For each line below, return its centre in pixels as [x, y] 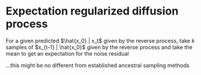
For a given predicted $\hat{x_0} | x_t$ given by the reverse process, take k [100, 41]
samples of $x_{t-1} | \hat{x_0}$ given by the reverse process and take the [99, 47]
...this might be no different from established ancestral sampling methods [98, 65]
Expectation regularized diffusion [92, 11]
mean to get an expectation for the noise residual [67, 53]
